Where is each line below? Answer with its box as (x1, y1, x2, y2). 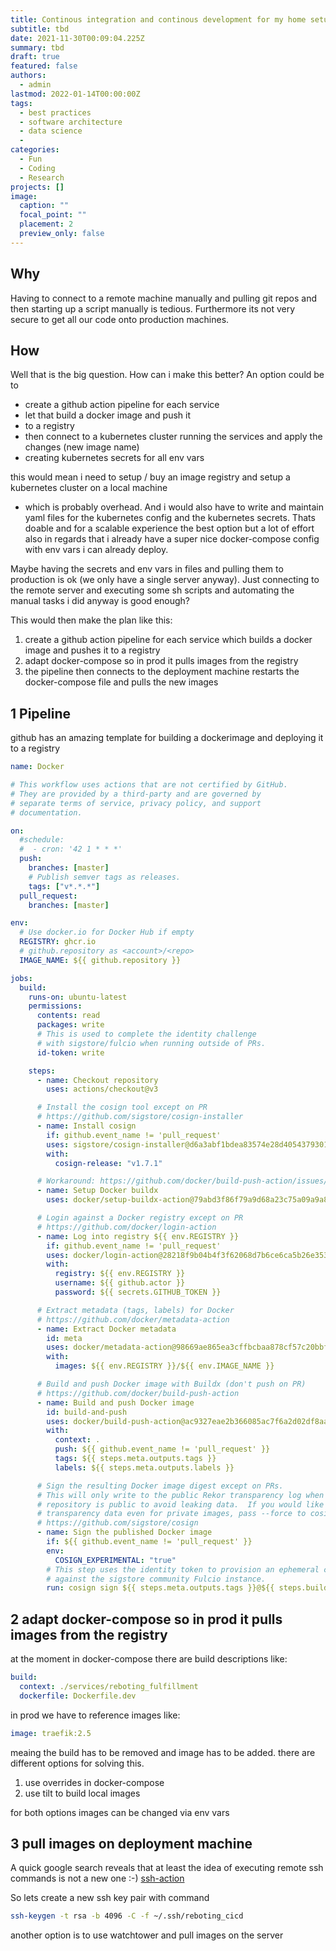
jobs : (10, 973, 33, 983)
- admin (19, 80, 52, 90)
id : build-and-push (46, 1407, 128, 1417)
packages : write (36, 1020, 105, 1030)
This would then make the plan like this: (10, 614, 173, 626)
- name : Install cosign (36, 1121, 137, 1131)
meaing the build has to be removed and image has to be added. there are (10, 1746, 316, 1758)
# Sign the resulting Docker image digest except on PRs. (36, 1481, 284, 1491)
